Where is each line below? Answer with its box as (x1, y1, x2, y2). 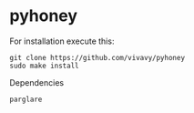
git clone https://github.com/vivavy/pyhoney (9, 53, 185, 62)
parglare (9, 95, 43, 104)
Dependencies (9, 77, 65, 87)
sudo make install (9, 61, 79, 70)
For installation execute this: (9, 36, 115, 46)
